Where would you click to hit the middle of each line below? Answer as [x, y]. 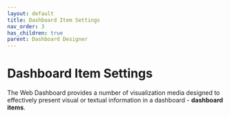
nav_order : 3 [26, 26]
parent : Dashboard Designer [48, 39]
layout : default [30, 13]
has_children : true [35, 33]
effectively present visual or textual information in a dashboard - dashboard [115, 100]
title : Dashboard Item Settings [54, 20]
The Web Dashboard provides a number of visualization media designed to [114, 93]
